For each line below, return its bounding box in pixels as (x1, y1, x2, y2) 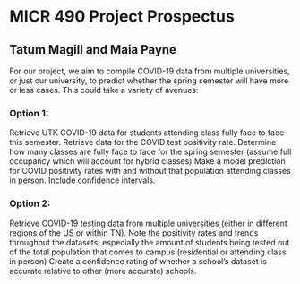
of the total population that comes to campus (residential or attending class (9, 246, 287, 257)
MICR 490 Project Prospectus (9, 6, 235, 27)
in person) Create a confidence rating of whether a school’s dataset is (9, 255, 267, 266)
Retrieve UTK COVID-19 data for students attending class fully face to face (9, 127, 285, 138)
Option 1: (9, 107, 49, 119)
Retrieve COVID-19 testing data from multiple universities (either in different (9, 218, 288, 228)
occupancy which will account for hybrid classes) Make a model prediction (9, 156, 287, 167)
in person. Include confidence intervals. (9, 175, 156, 185)
